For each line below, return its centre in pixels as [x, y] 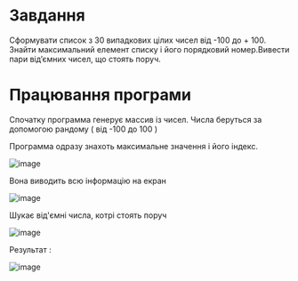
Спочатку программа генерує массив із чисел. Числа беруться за [136, 119]
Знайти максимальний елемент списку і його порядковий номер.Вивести [149, 49]
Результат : [30, 249]
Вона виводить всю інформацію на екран [88, 181]
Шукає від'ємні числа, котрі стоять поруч [88, 215]
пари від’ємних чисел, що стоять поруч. [85, 59]
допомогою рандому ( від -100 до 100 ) [84, 129]
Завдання [48, 16]
